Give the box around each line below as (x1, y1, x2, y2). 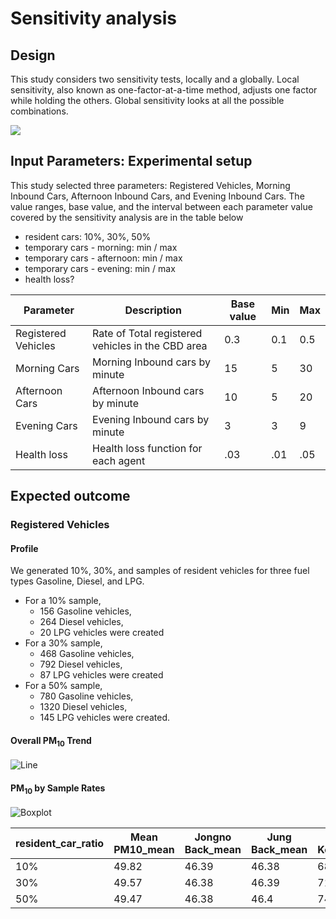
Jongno (194, 830, 232, 844)
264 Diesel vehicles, (39, 616, 124, 628)
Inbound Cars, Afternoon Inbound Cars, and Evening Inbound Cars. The (10, 190, 305, 202)
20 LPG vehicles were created (39, 627, 165, 639)
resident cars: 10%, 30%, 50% (24, 230, 152, 242)
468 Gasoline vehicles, (39, 648, 135, 660)
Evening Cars (15, 418, 78, 432)
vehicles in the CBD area (92, 338, 208, 352)
